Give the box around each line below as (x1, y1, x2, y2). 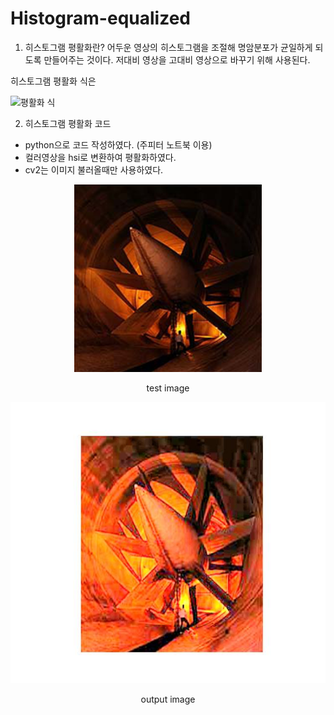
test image (146, 382, 190, 394)
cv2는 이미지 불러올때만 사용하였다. (24, 163, 164, 176)
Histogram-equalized (10, 7, 191, 30)
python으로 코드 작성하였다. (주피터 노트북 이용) (24, 138, 213, 151)
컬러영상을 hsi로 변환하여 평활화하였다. (24, 151, 177, 163)
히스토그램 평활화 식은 (10, 75, 97, 87)
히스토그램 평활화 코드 (24, 117, 112, 129)
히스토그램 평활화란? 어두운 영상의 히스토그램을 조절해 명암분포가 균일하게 (24, 41, 313, 53)
